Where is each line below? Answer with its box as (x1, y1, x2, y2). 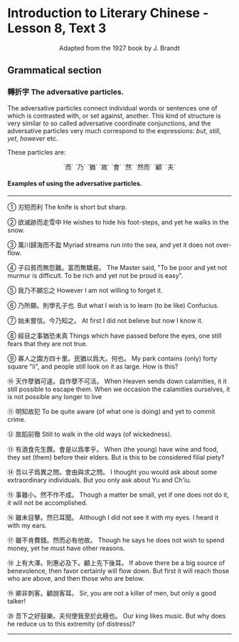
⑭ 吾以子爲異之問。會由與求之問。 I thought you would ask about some (7, 467, 218, 476)
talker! (7, 596, 26, 605)
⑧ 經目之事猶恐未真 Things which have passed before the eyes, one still (7, 331, 222, 340)
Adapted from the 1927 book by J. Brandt (59, 43, 180, 52)
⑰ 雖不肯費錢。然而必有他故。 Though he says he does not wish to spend (7, 536, 225, 544)
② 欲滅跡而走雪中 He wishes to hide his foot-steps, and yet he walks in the (7, 217, 229, 226)
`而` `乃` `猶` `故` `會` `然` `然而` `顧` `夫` (63, 162, 176, 171)
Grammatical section (7, 64, 102, 76)
